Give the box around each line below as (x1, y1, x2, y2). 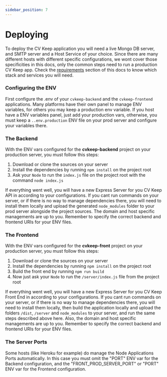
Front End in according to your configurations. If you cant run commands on (5, 294, 161, 300)
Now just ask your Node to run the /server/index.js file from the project (12, 274, 160, 280)
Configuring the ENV (5, 85, 56, 92)
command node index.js (12, 177, 64, 183)
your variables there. (5, 122, 48, 128)
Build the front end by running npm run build (12, 268, 105, 274)
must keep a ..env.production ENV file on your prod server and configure (5, 117, 157, 123)
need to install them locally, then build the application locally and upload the (5, 305, 161, 311)
